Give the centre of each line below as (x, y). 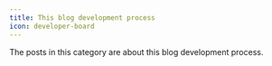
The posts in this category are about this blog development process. (136, 52)
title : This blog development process (82, 18)
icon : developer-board (52, 26)
